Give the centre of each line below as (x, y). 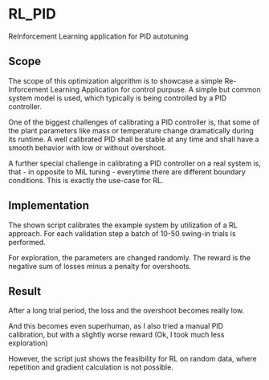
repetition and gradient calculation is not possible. (91, 367)
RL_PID (32, 14)
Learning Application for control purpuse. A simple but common (155, 89)
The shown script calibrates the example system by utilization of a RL (123, 225)
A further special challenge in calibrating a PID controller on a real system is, (134, 163)
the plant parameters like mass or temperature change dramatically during (131, 130)
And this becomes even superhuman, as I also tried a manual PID (116, 326)
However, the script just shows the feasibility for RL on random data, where (132, 359)
